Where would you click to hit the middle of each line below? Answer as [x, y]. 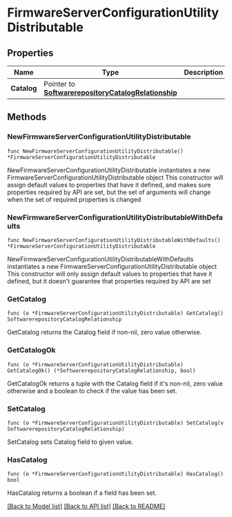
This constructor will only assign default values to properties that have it [110, 274]
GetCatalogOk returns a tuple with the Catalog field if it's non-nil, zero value [115, 383]
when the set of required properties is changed [74, 199]
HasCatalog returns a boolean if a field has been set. [82, 493]
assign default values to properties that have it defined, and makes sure [109, 185]
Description [203, 72]
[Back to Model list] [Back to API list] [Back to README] [86, 507]
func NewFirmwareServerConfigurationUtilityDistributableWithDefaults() [114, 240]
